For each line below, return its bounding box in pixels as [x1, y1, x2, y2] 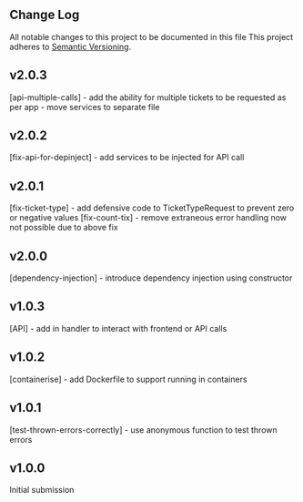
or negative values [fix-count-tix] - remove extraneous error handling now [9, 212, 288, 223]
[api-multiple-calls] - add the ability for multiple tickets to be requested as [9, 91, 287, 103]
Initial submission [9, 485, 75, 496]
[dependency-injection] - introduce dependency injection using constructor [9, 272, 293, 283]
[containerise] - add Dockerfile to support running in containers [9, 374, 247, 384]
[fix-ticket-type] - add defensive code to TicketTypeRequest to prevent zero [9, 202, 295, 213]
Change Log [9, 7, 80, 23]
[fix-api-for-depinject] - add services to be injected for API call [9, 152, 245, 163]
